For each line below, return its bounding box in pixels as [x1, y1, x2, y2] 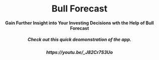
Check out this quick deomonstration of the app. [27, 36, 132, 42]
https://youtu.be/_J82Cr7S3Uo [46, 49, 113, 55]
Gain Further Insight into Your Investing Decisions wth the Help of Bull [5, 19, 154, 25]
